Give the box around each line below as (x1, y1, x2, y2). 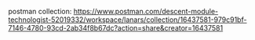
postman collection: (8, 7, 72, 16)
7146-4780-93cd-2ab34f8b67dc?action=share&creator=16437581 (8, 24, 224, 32)
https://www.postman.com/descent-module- (73, 7, 218, 16)
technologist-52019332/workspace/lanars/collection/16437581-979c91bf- (8, 15, 247, 24)
